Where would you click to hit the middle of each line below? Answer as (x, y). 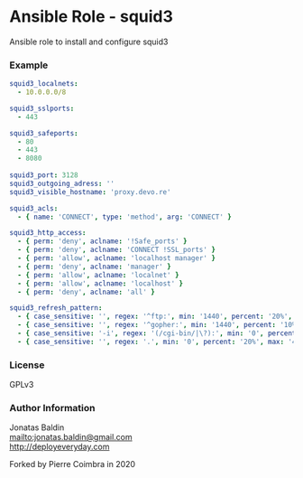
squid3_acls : (34, 208)
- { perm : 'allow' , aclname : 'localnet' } (98, 275)
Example (29, 65)
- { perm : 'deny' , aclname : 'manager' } (94, 267)
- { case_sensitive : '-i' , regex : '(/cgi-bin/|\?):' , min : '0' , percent (157, 333)
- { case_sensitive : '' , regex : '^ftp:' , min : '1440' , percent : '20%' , (155, 317)
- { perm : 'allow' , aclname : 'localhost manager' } (117, 258)
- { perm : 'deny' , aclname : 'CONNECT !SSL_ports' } (117, 250)
